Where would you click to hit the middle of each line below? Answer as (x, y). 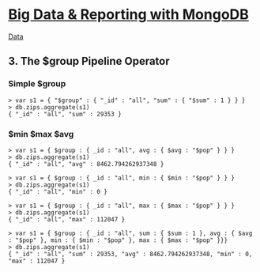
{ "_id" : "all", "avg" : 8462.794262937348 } (86, 164)
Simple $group (37, 84)
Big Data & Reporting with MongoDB (128, 15)
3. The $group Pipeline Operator (89, 61)
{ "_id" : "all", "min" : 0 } (58, 191)
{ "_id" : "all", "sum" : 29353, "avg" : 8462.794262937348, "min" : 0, (130, 254)
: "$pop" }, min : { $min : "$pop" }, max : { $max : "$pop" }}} (118, 240)
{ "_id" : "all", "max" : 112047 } (67, 219)
